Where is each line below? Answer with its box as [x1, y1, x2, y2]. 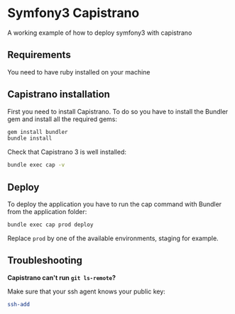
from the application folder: [7, 208, 87, 215]
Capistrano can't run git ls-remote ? [7, 273, 116, 281]
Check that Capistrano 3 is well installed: [7, 147, 126, 157]
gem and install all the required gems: [7, 115, 117, 123]
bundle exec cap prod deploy [7, 221, 94, 228]
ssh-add [7, 301, 31, 308]
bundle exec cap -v [7, 162, 65, 169]
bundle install [7, 135, 53, 142]
